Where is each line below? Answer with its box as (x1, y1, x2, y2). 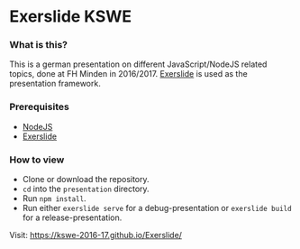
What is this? (9, 39, 68, 51)
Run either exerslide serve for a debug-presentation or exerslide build (22, 203, 292, 214)
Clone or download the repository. (22, 174, 150, 185)
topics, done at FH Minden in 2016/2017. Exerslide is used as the (9, 69, 248, 79)
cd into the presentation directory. (22, 183, 150, 195)
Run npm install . (22, 193, 87, 204)
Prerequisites (9, 101, 69, 114)
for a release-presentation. (22, 212, 123, 223)
